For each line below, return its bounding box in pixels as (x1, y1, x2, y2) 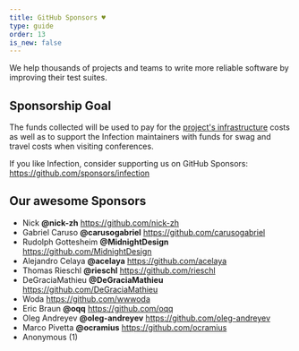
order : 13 (9, 30, 47, 39)
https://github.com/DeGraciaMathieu (21, 284, 158, 295)
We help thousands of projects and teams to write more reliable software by (9, 63, 289, 73)
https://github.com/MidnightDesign (21, 245, 152, 256)
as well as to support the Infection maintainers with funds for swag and (9, 132, 271, 142)
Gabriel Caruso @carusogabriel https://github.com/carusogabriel (21, 227, 266, 237)
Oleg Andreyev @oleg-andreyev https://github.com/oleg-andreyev (21, 312, 271, 323)
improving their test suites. (9, 73, 107, 83)
